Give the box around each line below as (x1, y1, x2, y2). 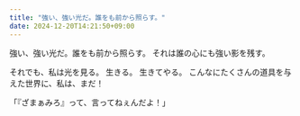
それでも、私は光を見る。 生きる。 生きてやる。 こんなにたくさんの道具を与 (9, 67, 292, 77)
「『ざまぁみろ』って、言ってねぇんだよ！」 (9, 96, 170, 108)
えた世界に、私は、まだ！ (9, 77, 105, 88)
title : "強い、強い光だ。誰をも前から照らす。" (9, 13, 166, 22)
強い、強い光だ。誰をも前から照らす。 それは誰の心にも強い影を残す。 (9, 47, 270, 58)
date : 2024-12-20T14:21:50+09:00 (9, 22, 135, 31)
